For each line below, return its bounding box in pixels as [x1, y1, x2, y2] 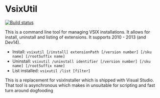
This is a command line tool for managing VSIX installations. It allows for [5, 29, 150, 35]
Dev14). [5, 39, 21, 45]
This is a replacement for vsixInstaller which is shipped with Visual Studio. [5, 77, 154, 83]
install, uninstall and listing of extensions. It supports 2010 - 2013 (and [5, 34, 146, 40]
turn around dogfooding [5, 87, 53, 93]
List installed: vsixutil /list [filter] [12, 67, 91, 74]
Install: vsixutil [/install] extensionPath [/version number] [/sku [12, 49, 152, 55]
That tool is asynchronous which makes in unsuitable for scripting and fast [5, 82, 155, 88]
